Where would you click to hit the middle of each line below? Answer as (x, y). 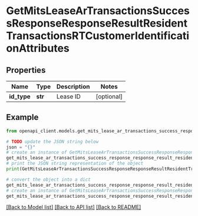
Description (73, 87)
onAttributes (38, 49)
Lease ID (69, 97)
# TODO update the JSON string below (52, 142)
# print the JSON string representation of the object (75, 164)
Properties (26, 70)
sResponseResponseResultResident (97, 23)
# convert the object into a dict (49, 180)
